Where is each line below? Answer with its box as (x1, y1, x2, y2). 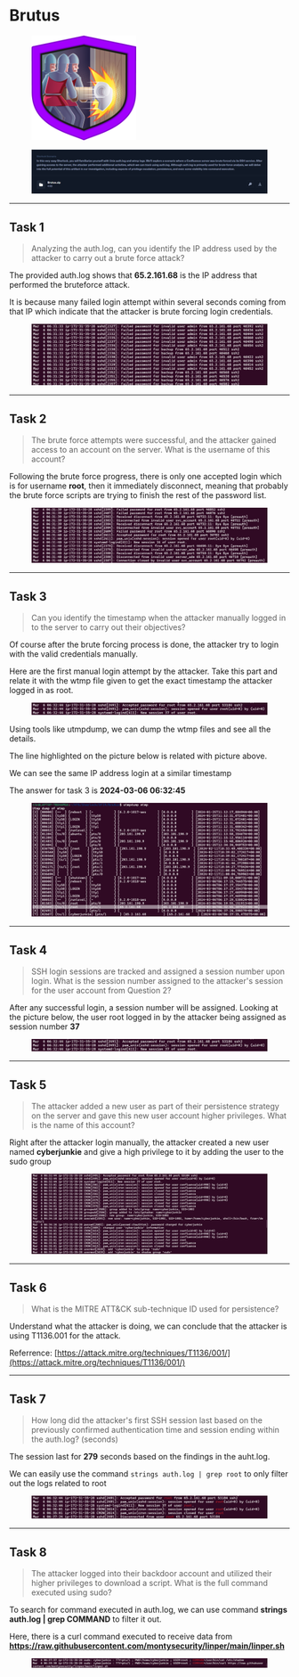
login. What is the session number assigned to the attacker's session (30, 976, 283, 986)
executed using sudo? (30, 1587, 113, 1598)
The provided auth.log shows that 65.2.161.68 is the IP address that (9, 270, 258, 281)
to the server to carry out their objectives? (30, 621, 186, 633)
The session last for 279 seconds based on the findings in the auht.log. (9, 1451, 271, 1461)
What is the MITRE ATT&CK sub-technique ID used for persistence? (30, 1304, 279, 1314)
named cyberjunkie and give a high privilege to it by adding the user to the (9, 1147, 285, 1158)
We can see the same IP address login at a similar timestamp (9, 768, 232, 779)
